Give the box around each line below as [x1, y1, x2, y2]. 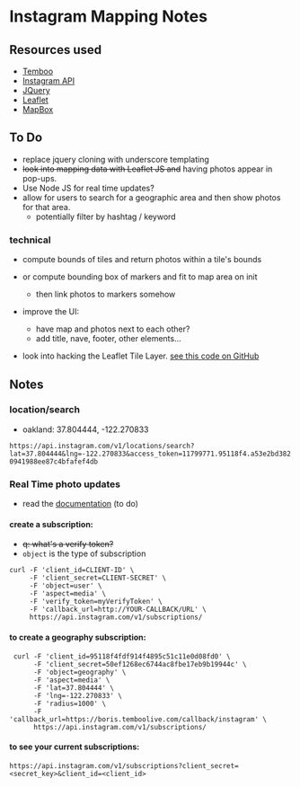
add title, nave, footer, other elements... [35, 333, 181, 344]
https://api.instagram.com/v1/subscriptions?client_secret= [9, 761, 240, 770]
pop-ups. [22, 172, 57, 183]
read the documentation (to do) [22, 499, 139, 509]
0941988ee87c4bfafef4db [9, 456, 99, 466]
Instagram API [22, 75, 75, 86]
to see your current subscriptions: [9, 741, 140, 752]
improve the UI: [22, 306, 80, 317]
